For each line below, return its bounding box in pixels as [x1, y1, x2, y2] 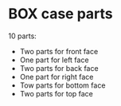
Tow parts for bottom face [19, 80, 106, 90]
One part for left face [19, 55, 89, 65]
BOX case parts [8, 5, 113, 23]
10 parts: [8, 31, 37, 41]
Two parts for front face [19, 46, 99, 56]
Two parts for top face [19, 88, 94, 98]
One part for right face [19, 72, 94, 81]
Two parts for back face [19, 63, 99, 73]
